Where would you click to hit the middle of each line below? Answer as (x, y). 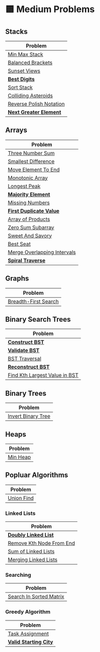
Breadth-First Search (34, 301)
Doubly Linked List (31, 535)
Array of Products (29, 219)
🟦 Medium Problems (50, 9)
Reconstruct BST (29, 367)
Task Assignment (28, 634)
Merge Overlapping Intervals (42, 252)
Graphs (17, 279)
